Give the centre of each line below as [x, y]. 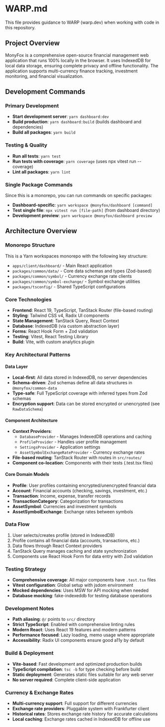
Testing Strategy [26, 569]
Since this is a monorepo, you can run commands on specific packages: [79, 196]
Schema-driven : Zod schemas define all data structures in [72, 383]
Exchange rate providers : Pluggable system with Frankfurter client [81, 709]
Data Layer [17, 366]
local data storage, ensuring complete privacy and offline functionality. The [82, 65]
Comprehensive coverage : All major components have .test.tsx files [84, 580]
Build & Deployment [29, 653]
